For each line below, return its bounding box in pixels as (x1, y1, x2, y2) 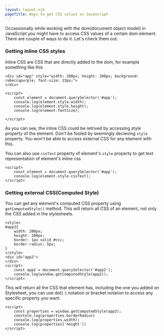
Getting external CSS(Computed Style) (5, 189, 99, 196)
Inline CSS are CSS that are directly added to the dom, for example (5, 59, 140, 65)
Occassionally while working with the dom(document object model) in (5, 25, 146, 31)
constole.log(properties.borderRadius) (14, 313, 95, 318)
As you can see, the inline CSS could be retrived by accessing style (5, 125, 141, 131)
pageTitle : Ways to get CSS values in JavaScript (5, 12, 109, 17)
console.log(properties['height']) (14, 322, 87, 327)
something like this (5, 64, 43, 70)
